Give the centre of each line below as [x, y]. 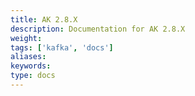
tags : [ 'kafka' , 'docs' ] [62, 47]
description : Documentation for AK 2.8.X [98, 29]
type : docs [33, 76]
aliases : [28, 57]
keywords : [31, 66]
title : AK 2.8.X [44, 19]
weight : [26, 38]
